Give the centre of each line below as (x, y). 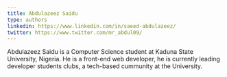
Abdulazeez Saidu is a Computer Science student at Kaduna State (100, 52)
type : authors (27, 20)
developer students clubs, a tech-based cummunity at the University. (105, 66)
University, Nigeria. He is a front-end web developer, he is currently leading (114, 59)
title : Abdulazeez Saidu (43, 13)
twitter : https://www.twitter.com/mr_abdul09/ (75, 32)
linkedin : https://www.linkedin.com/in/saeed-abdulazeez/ (92, 26)
